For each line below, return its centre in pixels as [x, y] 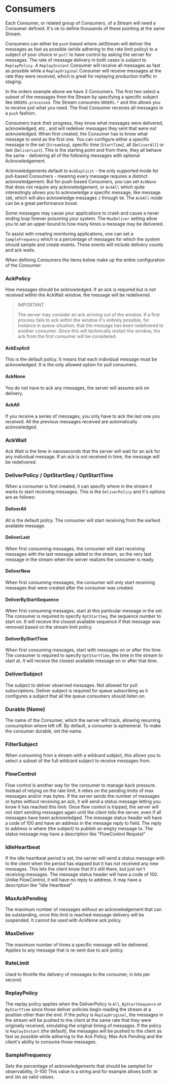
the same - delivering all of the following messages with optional [73, 155]
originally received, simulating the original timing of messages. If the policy [83, 1026]
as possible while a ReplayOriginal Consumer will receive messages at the [83, 71]
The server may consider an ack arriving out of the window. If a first [89, 315]
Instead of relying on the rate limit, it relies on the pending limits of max [79, 791]
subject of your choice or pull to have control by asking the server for [78, 55]
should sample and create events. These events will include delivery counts [84, 245]
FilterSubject [22, 744]
